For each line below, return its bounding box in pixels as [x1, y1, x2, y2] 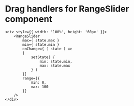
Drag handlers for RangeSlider [5, 3, 129, 14]
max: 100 [30, 84, 49, 89]
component [5, 13, 52, 25]
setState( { [30, 54, 55, 60]
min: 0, [30, 80, 47, 85]
